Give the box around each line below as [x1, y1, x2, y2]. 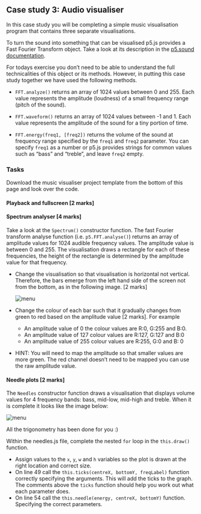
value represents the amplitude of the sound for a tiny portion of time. [14, 119, 189, 126]
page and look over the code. [6, 186, 80, 193]
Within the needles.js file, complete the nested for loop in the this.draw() [6, 438, 190, 445]
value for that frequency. [6, 258, 68, 265]
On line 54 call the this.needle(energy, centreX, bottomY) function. [14, 494, 186, 501]
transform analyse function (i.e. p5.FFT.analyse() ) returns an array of [6, 233, 179, 240]
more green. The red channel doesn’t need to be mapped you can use [14, 356, 190, 363]
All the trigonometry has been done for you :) [6, 426, 119, 433]
